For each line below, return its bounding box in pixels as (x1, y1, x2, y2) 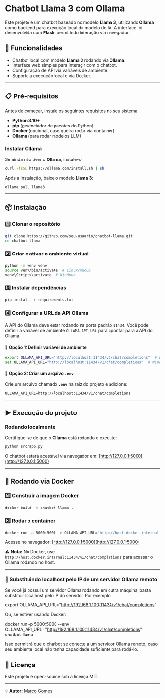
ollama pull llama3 (5, 184, 45, 190)
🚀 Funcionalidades (5, 44, 63, 52)
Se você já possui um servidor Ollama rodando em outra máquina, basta (5, 587, 151, 593)
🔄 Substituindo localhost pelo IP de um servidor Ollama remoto (5, 576, 158, 583)
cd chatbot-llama (5, 238, 41, 244)
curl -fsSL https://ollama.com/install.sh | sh (5, 166, 105, 171)
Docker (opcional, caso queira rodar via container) (12, 127, 115, 133)
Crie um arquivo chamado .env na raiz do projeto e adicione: (5, 381, 128, 387)
